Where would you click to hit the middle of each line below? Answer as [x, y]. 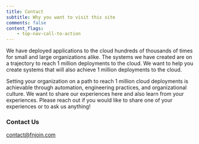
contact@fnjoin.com [31, 135]
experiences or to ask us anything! [48, 107]
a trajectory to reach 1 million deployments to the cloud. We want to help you [100, 64]
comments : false [26, 23]
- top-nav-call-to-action [49, 34]
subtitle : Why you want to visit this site [61, 17]
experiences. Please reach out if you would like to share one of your [89, 100]
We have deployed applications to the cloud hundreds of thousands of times [99, 51]
